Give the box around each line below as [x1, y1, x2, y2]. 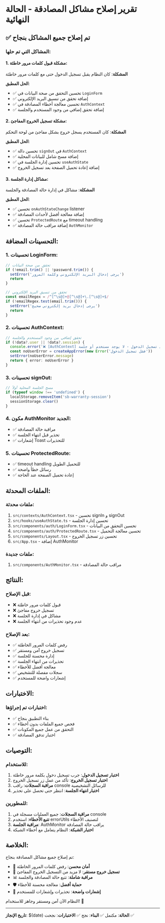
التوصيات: [5, 746, 32, 755]
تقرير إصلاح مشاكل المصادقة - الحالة [5, 3, 137, 15]
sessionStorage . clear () [10, 399, 58, 404]
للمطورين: [5, 800, 28, 807]
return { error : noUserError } [10, 358, 74, 363]
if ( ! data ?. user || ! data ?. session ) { [5, 340, 85, 345]
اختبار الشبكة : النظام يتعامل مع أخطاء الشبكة [12, 826, 94, 832]
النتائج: [5, 576, 24, 584]
